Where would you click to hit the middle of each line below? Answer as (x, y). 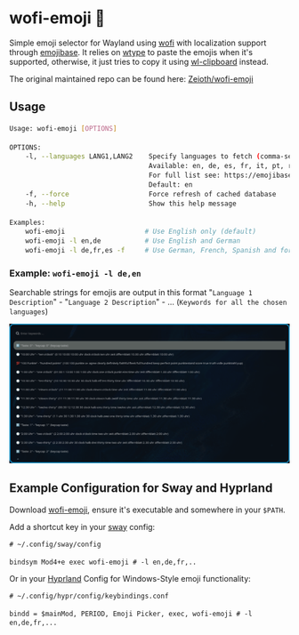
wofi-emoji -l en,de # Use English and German (133, 241)
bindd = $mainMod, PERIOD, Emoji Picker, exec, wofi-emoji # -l (131, 614)
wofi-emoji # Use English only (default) (141, 232)
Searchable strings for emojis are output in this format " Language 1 (131, 293)
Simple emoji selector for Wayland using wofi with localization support (138, 43)
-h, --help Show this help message (131, 204)
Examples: (28, 222)
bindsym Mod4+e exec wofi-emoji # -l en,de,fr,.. (103, 562)
